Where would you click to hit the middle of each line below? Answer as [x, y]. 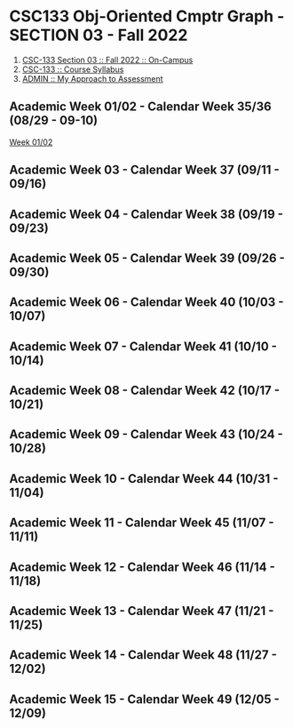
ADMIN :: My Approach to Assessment [92, 78]
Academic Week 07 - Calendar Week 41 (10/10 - [143, 346]
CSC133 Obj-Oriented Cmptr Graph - [147, 16]
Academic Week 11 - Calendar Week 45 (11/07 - [142, 523]
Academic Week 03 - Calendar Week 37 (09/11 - [144, 170]
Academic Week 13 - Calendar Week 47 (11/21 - [142, 611]
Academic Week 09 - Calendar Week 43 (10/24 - [146, 434]
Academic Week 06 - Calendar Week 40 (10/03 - [146, 303]
